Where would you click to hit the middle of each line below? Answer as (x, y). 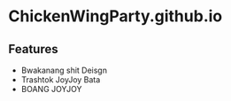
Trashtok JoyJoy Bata (61, 80)
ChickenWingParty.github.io (115, 16)
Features (33, 49)
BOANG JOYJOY (51, 89)
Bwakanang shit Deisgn (64, 70)
